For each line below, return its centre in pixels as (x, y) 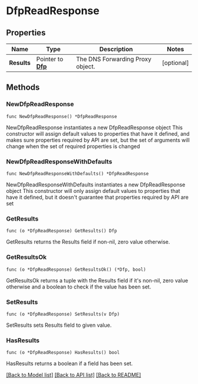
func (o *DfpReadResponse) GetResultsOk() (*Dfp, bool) (76, 270)
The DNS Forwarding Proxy (114, 59)
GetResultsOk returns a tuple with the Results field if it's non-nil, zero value (97, 280)
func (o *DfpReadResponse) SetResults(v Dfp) (63, 314)
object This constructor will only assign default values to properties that (93, 191)
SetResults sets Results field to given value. (59, 325)
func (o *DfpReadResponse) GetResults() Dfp (62, 231)
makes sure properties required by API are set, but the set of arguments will (98, 140)
